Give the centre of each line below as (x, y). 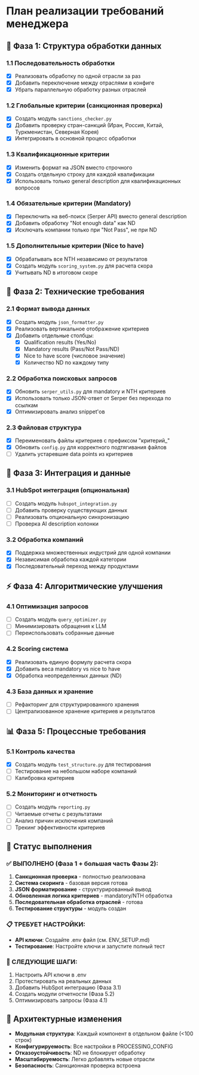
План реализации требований (85, 11)
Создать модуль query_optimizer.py (60, 620)
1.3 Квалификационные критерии (58, 154)
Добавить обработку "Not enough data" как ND (75, 223)
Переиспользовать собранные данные (65, 633)
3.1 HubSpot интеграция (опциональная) (68, 490)
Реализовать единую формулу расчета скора (73, 662)
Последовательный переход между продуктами (76, 566)
